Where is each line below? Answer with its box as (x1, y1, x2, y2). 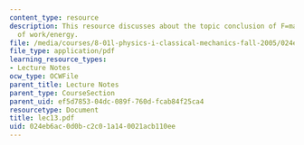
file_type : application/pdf (9, 47, 116, 56)
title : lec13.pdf (9, 113, 75, 122)
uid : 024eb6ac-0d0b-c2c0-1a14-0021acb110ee (9, 122, 176, 131)
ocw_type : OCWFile (9, 72, 79, 81)
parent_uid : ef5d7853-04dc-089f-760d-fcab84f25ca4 (9, 96, 204, 106)
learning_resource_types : (9, 55, 107, 64)
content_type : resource (9, 13, 100, 23)
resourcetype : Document (9, 105, 100, 114)
